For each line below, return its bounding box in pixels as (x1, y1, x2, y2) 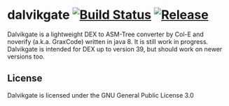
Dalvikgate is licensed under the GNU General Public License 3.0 (7, 91, 194, 99)
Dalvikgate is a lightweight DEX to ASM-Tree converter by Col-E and (7, 30, 204, 38)
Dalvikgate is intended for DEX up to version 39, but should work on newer (7, 45, 223, 53)
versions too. (7, 52, 46, 61)
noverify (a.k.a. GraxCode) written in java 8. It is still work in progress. (7, 37, 209, 45)
